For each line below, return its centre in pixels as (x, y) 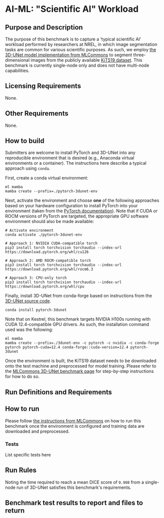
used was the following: (29, 330)
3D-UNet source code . (28, 301)
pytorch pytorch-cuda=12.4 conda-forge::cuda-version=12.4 (67, 347)
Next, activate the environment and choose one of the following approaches (82, 200)
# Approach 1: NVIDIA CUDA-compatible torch (51, 243)
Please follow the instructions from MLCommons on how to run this (73, 421)
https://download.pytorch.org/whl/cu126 (47, 252)
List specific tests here (28, 454)
